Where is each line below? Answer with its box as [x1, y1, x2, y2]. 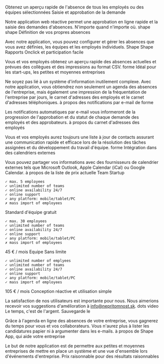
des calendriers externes [5, 150, 55, 156]
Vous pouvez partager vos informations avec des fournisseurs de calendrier [5, 159, 159, 165]
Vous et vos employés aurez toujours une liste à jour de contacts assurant [5, 134, 154, 140]
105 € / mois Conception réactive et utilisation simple [5, 288, 112, 294]
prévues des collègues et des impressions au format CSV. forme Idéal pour [5, 64, 157, 70]
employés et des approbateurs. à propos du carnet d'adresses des [5, 120, 140, 125]
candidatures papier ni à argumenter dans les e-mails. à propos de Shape [5, 328, 154, 334]
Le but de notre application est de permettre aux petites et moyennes [5, 343, 145, 349]
